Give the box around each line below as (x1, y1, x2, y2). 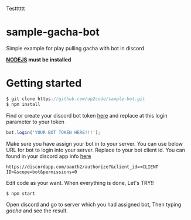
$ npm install (6, 101, 41, 107)
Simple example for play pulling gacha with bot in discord (6, 44, 145, 51)
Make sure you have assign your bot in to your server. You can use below (6, 140, 183, 147)
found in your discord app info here (6, 152, 91, 160)
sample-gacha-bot (6, 26, 100, 39)
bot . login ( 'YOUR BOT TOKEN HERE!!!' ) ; (6, 129, 101, 135)
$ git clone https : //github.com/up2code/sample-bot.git (6, 96, 145, 102)
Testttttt (6, 5, 25, 12)
